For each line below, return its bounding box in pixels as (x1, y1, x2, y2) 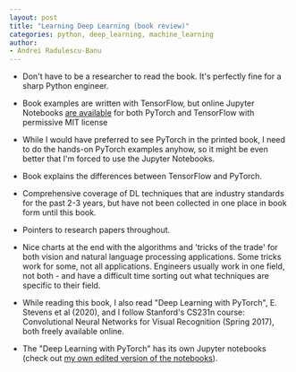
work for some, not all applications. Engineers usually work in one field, (21, 261, 285, 272)
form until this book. (21, 207, 97, 218)
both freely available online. (21, 326, 125, 337)
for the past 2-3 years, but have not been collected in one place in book (21, 198, 288, 209)
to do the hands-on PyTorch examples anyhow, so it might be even (21, 144, 268, 155)
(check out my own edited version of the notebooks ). (21, 353, 218, 364)
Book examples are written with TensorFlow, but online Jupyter (21, 98, 255, 108)
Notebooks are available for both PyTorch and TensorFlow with (21, 108, 255, 118)
